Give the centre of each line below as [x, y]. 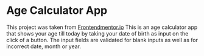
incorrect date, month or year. [44, 46]
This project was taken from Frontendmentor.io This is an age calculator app [102, 27]
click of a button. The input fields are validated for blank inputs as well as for [102, 40]
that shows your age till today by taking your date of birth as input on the [97, 33]
